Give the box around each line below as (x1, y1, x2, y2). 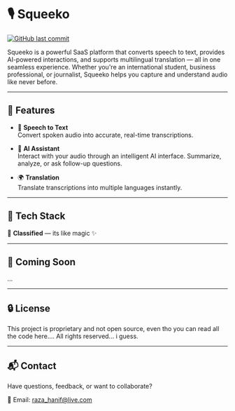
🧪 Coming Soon (7, 256, 76, 268)
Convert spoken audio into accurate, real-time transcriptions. (17, 130, 194, 139)
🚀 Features (7, 105, 55, 116)
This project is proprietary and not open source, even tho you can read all (7, 325, 220, 333)
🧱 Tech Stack (7, 210, 66, 222)
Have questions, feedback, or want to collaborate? (7, 382, 152, 390)
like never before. (7, 77, 58, 86)
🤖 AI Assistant (17, 144, 60, 152)
